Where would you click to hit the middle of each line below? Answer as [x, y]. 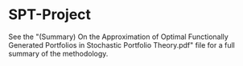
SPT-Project [49, 15]
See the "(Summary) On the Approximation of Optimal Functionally [119, 37]
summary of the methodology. [58, 53]
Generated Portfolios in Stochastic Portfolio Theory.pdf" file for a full [121, 45]
